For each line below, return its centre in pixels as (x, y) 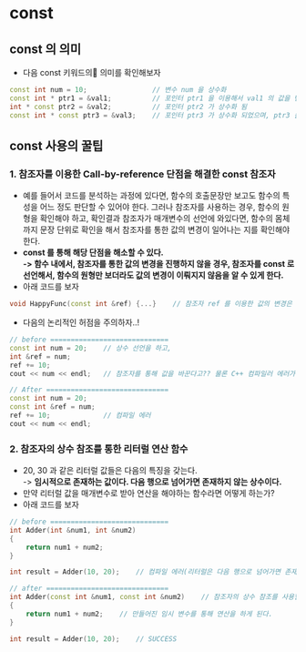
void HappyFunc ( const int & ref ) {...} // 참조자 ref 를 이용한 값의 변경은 (151, 304)
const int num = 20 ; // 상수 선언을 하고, (91, 348)
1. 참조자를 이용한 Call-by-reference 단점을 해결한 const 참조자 (143, 174)
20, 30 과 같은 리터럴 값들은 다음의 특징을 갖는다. (110, 471)
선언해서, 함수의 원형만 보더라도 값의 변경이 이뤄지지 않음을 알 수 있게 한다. (153, 275)
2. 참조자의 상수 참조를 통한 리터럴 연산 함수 (99, 449)
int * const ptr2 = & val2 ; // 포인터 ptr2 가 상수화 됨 (128, 107)
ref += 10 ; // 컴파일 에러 (81, 416)
